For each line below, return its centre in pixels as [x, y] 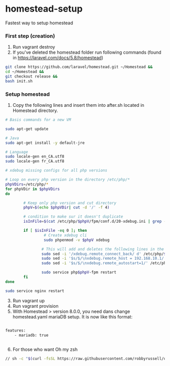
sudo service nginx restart [35, 291]
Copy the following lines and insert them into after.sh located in [78, 105]
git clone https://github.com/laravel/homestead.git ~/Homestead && [79, 67]
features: [16, 330]
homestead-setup [44, 9]
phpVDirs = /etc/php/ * [27, 184]
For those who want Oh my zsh [45, 349]
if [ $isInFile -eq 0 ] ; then [55, 231]
